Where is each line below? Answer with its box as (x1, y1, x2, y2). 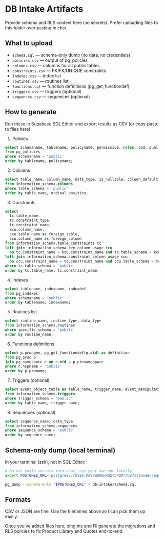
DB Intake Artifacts (5, 3, 83, 15)
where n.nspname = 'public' (5, 364, 62, 369)
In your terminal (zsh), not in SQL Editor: (5, 459, 86, 465)
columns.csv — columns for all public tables (12, 62, 100, 68)
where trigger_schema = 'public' (5, 396, 73, 401)
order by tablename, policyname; (5, 159, 73, 164)
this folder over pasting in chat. (5, 24, 68, 30)
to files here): (5, 126, 32, 132)
